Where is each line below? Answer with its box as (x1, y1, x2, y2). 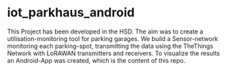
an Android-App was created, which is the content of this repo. (7, 56, 186, 64)
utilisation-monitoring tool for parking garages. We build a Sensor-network (7, 34, 219, 42)
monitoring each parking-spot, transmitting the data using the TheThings (7, 42, 213, 50)
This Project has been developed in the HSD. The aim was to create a (7, 27, 204, 35)
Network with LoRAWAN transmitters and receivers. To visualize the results (7, 49, 220, 57)
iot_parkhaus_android (7, 5, 136, 20)
